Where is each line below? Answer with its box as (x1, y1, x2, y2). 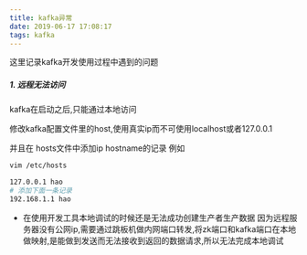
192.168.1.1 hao (9, 194, 71, 204)
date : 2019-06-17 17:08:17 (9, 22, 112, 31)
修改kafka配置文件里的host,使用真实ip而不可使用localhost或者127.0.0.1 (9, 123, 272, 134)
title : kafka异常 (9, 13, 73, 23)
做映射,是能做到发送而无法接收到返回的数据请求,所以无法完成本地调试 (22, 235, 284, 246)
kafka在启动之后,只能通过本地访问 (9, 104, 137, 115)
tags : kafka (9, 30, 55, 39)
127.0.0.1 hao (9, 177, 64, 187)
